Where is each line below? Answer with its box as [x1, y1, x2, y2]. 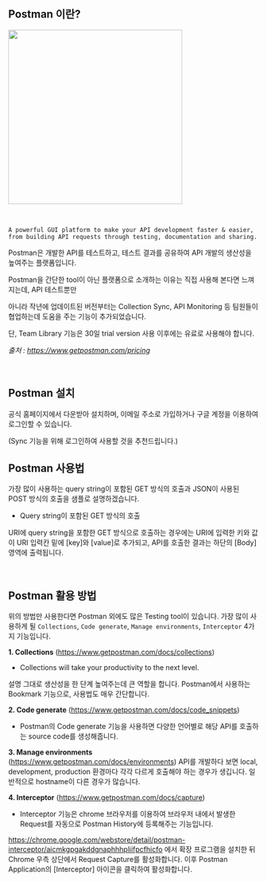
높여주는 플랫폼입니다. [8, 257, 77, 267]
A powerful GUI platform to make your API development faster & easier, [8, 225, 254, 233]
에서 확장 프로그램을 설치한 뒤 [164, 845, 256, 854]
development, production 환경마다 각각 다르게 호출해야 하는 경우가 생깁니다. [8, 767, 248, 777]
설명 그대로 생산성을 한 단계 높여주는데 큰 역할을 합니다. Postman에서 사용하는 [8, 680, 251, 689]
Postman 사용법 [8, 461, 85, 476]
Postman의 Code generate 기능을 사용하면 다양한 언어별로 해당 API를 [19, 722, 238, 731]
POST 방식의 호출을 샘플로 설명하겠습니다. [8, 494, 140, 504]
